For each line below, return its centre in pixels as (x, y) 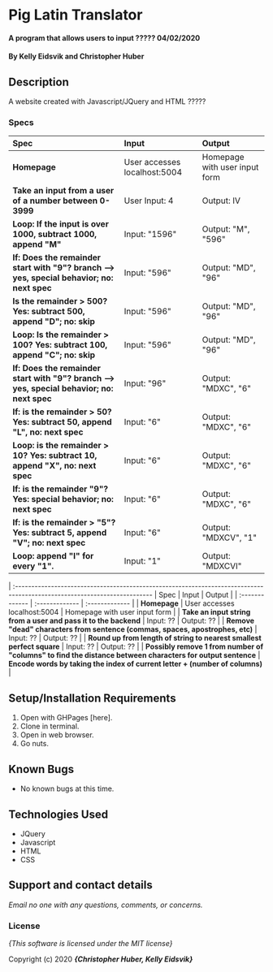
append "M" (37, 244)
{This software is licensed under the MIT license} (91, 944)
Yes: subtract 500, (49, 312)
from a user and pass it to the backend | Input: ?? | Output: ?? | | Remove (131, 621)
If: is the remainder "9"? (60, 489)
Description (39, 82)
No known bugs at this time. (67, 788)
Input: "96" (145, 383)
